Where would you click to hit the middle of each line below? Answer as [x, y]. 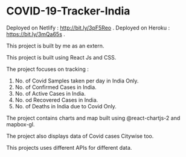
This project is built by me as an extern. [55, 46]
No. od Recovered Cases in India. [56, 100]
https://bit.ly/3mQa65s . [36, 34]
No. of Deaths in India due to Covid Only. [66, 106]
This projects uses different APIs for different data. [69, 147]
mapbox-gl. [21, 124]
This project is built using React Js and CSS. [61, 57]
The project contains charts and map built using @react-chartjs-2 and [93, 118]
